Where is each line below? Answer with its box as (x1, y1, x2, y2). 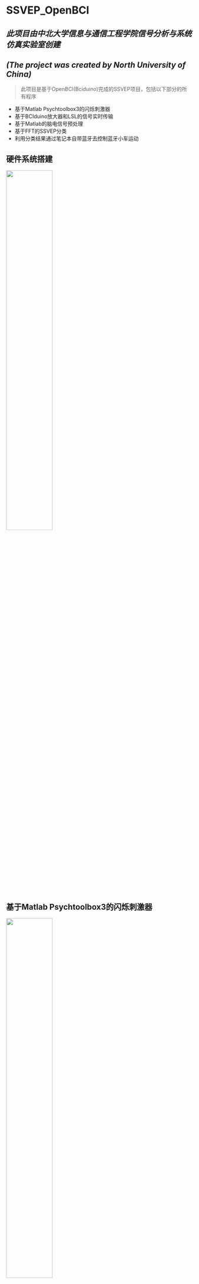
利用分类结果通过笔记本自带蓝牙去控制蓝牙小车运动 (14, 135, 139, 142)
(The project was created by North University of (6, 60, 186, 70)
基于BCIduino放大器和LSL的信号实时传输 (14, 113, 114, 120)
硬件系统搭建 (6, 154, 53, 164)
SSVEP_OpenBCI (6, 4, 89, 17)
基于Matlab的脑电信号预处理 (14, 120, 84, 128)
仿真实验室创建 (6, 40, 61, 50)
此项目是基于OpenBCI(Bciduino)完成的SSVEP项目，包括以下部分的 (20, 86, 183, 93)
